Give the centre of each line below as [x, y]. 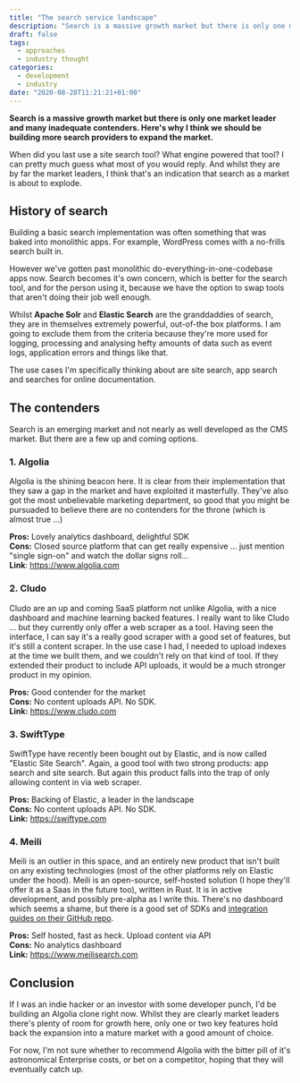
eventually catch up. [46, 1070]
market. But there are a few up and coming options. [104, 439]
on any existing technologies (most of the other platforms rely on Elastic [142, 871]
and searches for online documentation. [83, 379]
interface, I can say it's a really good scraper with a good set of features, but [150, 636]
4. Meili [25, 841]
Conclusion [42, 982]
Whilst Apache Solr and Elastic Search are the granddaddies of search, [142, 315]
